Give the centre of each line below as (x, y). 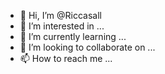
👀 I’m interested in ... (62, 26)
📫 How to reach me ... (66, 58)
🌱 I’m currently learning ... (73, 36)
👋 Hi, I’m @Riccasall (60, 15)
